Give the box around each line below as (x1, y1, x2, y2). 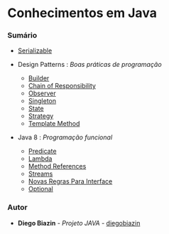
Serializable (17, 46, 53, 55)
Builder (28, 74, 50, 83)
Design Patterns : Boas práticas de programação (17, 60, 162, 69)
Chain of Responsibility (28, 82, 96, 90)
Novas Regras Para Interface (28, 177, 113, 186)
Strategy (28, 112, 54, 120)
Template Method (28, 119, 80, 128)
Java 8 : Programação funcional (17, 133, 113, 142)
